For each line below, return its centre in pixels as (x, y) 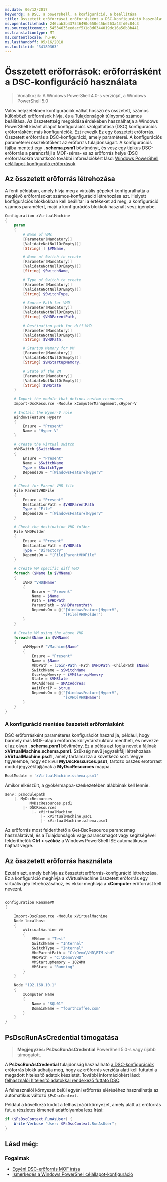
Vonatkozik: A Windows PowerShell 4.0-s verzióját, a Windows (82, 95)
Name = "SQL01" (47, 1004)
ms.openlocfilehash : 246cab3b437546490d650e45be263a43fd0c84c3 (72, 24)
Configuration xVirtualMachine (38, 216)
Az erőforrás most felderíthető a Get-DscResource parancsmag (70, 830)
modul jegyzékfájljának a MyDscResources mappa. (58, 766)
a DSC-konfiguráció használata (71, 82)
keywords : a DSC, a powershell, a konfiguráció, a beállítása (71, 14)
